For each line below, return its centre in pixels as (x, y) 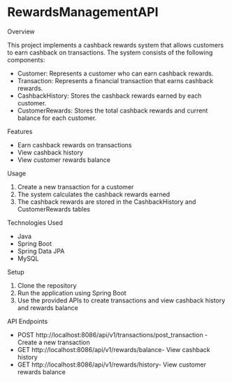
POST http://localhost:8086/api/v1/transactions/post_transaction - (113, 335)
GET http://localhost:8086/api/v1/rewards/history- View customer (111, 365)
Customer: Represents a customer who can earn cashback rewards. (115, 73)
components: (26, 59)
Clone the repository (47, 285)
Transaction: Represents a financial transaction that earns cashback (115, 80)
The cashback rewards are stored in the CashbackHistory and (107, 201)
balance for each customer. (57, 118)
